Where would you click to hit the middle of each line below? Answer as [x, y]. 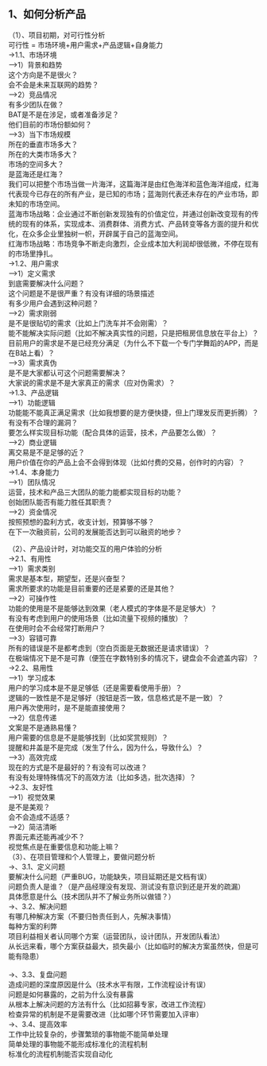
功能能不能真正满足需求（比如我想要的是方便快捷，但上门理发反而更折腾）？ [133, 413]
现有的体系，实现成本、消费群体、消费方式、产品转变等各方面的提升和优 [140, 223]
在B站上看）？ [32, 353]
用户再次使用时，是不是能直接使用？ [68, 707]
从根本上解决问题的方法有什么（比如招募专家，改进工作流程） [109, 1004]
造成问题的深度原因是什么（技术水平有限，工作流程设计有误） [109, 984]
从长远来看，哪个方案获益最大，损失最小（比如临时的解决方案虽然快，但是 [130, 946]
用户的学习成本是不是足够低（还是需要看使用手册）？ [95, 688]
